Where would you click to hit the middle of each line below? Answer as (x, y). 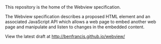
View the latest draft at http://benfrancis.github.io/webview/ (65, 36)
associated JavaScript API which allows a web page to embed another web (80, 22)
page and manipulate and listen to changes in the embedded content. (75, 27)
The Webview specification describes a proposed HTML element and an (78, 16)
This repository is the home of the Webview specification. (63, 7)
